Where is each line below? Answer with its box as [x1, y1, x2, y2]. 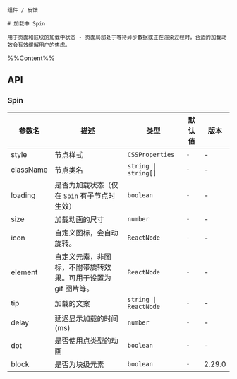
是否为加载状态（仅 [54, 180, 119, 189]
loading [11, 190, 36, 200]
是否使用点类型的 [54, 335, 111, 345]
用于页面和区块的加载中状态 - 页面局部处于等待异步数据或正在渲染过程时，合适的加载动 [7, 34, 227, 41]
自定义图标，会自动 [54, 228, 119, 238]
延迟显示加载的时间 [54, 313, 119, 323]
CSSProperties [127, 151, 175, 158]
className [11, 165, 48, 175]
